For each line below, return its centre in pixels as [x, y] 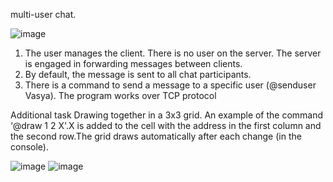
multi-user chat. [43, 14]
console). [29, 147]
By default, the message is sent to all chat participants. [138, 74]
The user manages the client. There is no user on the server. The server [173, 53]
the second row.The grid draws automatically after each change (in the [156, 136]
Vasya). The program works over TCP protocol [120, 95]
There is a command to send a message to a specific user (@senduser [170, 85]
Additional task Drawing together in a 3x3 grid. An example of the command [167, 115]
